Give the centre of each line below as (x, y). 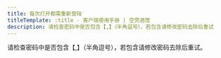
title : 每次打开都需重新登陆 (45, 14)
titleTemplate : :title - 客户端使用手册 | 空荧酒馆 (79, 20)
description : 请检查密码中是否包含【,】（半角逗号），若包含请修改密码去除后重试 (110, 27)
